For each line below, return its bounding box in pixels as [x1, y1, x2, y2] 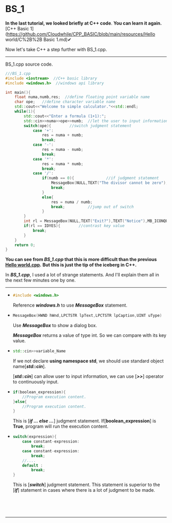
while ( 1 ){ [14, 109, 36, 114]
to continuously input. [12, 378, 59, 385]
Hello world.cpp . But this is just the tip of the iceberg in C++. [5, 262, 137, 268]
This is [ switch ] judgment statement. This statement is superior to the [12, 481, 160, 488]
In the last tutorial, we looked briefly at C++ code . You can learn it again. [5, 20, 162, 26]
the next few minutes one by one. [5, 277, 76, 284]
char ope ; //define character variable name [14, 99, 116, 105]
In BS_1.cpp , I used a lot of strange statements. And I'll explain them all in [5, 272, 160, 278]
